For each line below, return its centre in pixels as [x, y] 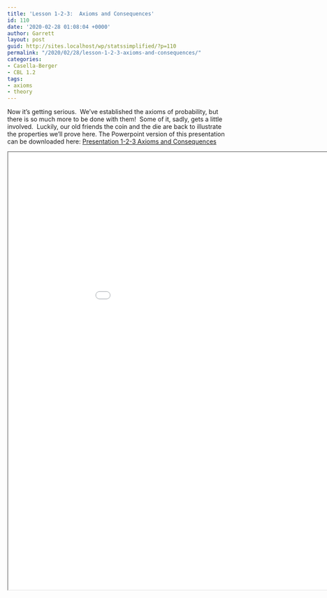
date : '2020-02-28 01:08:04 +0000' [59, 27]
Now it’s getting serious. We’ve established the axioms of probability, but [113, 112]
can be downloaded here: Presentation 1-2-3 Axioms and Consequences [112, 141]
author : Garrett [31, 33]
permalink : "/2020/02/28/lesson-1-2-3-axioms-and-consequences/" [104, 53]
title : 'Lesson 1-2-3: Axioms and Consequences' [81, 14]
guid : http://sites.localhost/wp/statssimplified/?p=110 [92, 46]
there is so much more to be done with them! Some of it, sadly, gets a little [115, 119]
